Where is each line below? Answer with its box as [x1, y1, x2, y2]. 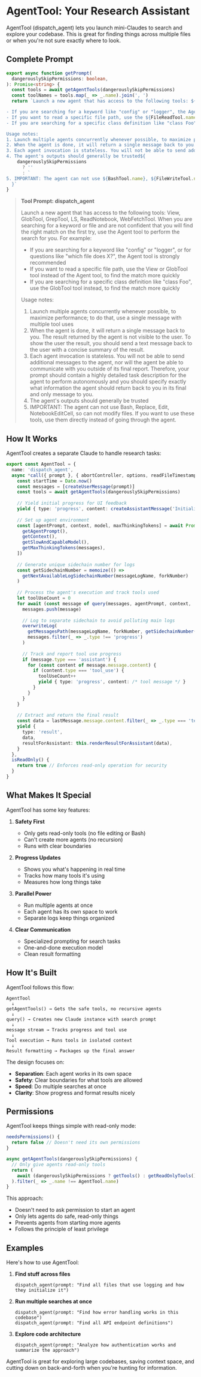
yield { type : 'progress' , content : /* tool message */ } [38, 679, 186, 685]
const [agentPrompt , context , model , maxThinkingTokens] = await [17, 522, 184, 529]
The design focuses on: [6, 1058, 65, 1065]
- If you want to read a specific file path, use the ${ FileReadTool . [6, 114, 186, 121]
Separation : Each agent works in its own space [14, 1070, 132, 1077]
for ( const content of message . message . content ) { [28, 662, 157, 668]
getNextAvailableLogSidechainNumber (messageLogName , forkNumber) [22, 573, 188, 579]
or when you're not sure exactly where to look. [6, 37, 121, 44]
